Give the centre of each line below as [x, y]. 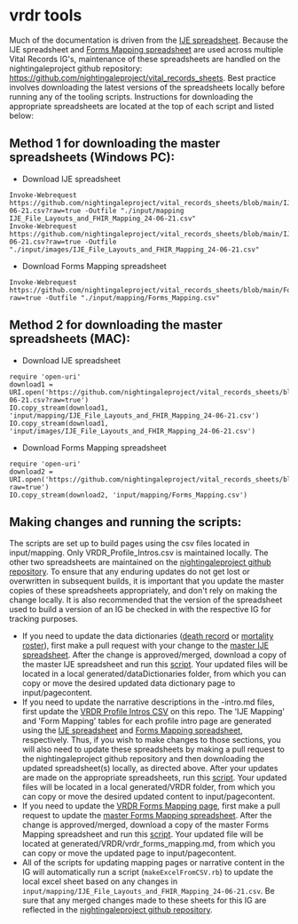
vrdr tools [46, 16]
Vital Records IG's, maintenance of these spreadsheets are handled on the [145, 59]
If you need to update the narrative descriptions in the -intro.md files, [148, 702]
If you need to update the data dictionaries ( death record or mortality [148, 636]
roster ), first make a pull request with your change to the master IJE [145, 646]
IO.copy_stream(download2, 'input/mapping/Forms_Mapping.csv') [129, 495]
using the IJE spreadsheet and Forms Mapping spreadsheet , [132, 730]
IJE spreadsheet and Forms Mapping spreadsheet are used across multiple [146, 49]
